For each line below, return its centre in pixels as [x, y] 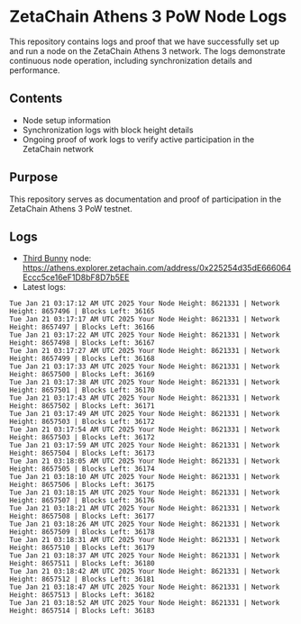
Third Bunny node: [57, 258]
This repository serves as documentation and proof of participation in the [146, 199]
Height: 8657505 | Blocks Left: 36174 [82, 469]
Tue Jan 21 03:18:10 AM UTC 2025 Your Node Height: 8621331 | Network [145, 477]
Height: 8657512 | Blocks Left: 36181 [82, 579]
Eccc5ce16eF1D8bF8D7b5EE [76, 277]
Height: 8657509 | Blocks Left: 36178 [82, 532]
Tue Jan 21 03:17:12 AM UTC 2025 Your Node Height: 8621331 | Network [145, 303]
